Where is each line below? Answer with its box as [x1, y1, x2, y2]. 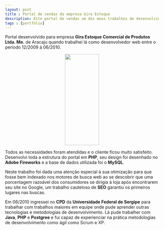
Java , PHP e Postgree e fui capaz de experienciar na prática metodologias [5, 214, 156, 220]
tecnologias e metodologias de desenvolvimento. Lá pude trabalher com [5, 210, 150, 215]
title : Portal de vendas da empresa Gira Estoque [5, 12, 110, 17]
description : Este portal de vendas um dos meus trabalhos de [5, 16, 134, 21]
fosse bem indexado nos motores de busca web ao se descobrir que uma [5, 174, 153, 180]
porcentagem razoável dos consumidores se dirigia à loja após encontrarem [5, 179, 158, 185]
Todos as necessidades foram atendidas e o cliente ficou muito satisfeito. [5, 149, 153, 155]
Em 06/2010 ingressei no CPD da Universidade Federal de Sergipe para [5, 199, 151, 205]
